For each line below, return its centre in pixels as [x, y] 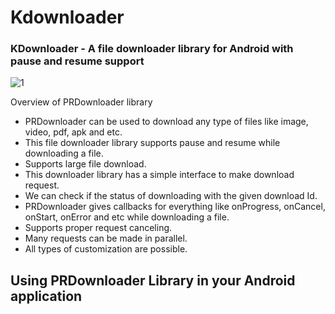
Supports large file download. [85, 164]
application [46, 296]
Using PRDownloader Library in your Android [153, 280]
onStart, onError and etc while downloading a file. [127, 217]
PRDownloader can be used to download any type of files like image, [166, 122]
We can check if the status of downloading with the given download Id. [171, 196]
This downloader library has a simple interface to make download [159, 175]
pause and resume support [77, 61]
